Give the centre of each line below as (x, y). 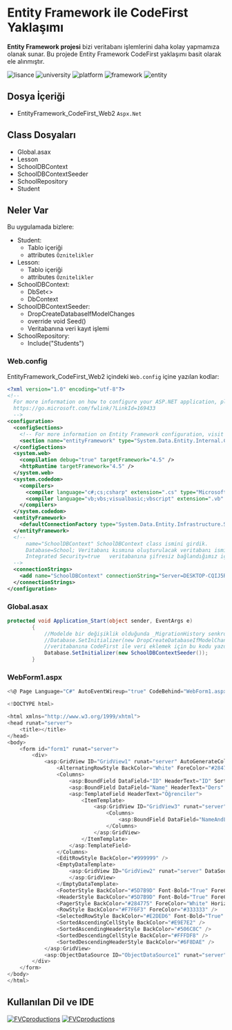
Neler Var (28, 210)
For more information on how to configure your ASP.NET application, (115, 402)
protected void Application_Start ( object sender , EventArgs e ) (100, 621)
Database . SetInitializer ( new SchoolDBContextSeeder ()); (126, 653)
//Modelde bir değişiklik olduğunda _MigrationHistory (125, 634)
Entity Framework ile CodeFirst (98, 13)
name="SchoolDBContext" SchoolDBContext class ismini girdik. (117, 544)
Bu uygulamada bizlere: (41, 227)
